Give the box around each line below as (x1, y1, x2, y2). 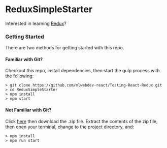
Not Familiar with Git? (5, 107, 52, 113)
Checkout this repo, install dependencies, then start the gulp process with (5, 68, 160, 74)
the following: (5, 73, 34, 79)
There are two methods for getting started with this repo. (5, 45, 124, 51)
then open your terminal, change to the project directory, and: (5, 124, 135, 130)
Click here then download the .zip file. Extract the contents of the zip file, (5, 118, 158, 124)
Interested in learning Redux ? (5, 20, 67, 26)
